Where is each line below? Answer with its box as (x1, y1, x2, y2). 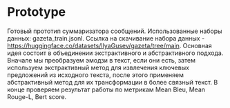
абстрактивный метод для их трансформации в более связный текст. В (7, 78, 218, 86)
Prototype (7, 4, 66, 20)
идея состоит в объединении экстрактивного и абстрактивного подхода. (7, 49, 224, 57)
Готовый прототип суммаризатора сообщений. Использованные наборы (7, 27, 222, 35)
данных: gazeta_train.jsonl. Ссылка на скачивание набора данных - (7, 34, 205, 42)
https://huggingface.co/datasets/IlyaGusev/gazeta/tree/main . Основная (7, 41, 212, 50)
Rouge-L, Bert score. (7, 92, 67, 100)
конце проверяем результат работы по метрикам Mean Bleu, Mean (7, 85, 206, 94)
